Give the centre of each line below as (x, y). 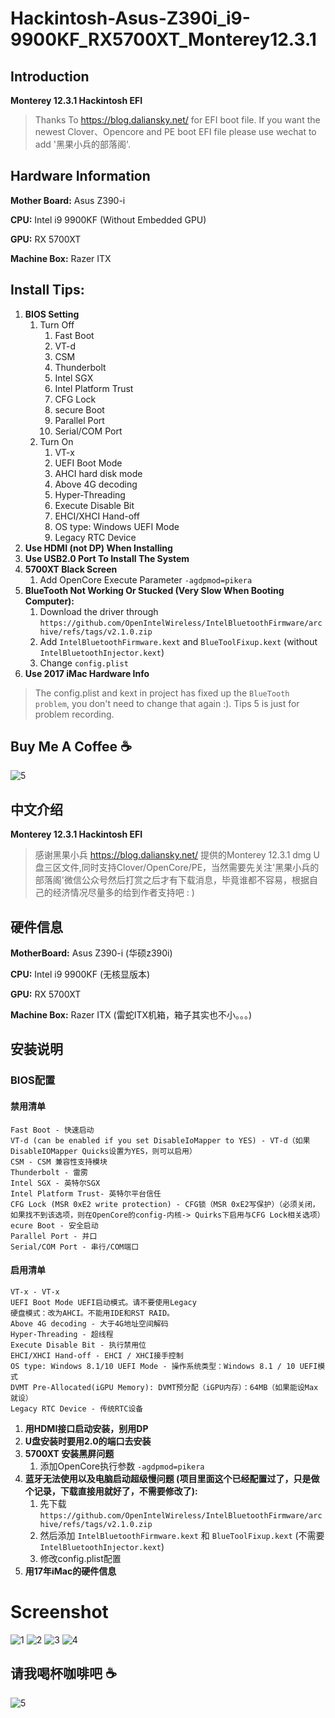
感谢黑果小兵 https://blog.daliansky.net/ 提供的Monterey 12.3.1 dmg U (177, 855)
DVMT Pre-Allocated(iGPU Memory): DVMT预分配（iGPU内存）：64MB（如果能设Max (164, 1387)
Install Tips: (47, 290)
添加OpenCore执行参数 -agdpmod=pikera (122, 1466)
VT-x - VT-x (35, 1292)
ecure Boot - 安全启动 (54, 1225)
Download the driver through (99, 611)
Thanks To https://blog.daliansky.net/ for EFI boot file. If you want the (177, 120)
